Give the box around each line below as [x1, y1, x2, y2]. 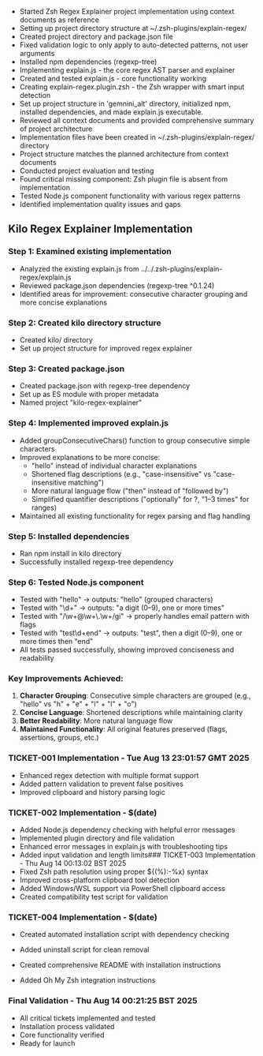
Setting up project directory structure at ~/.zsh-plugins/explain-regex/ [19, 24, 247, 32]
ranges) [31, 503, 57, 512]
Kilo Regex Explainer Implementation [8, 223, 193, 236]
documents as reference [19, 15, 100, 24]
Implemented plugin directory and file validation [19, 833, 175, 843]
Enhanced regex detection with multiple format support [19, 770, 199, 780]
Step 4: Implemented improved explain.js [8, 418, 169, 429]
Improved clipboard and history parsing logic [19, 787, 165, 796]
